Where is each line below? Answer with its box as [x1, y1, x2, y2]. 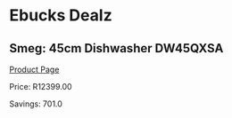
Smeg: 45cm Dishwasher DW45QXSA [9, 41, 224, 56]
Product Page [9, 64, 60, 75]
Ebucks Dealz [9, 5, 113, 26]
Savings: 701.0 [9, 98, 62, 109]
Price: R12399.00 [9, 82, 73, 91]
